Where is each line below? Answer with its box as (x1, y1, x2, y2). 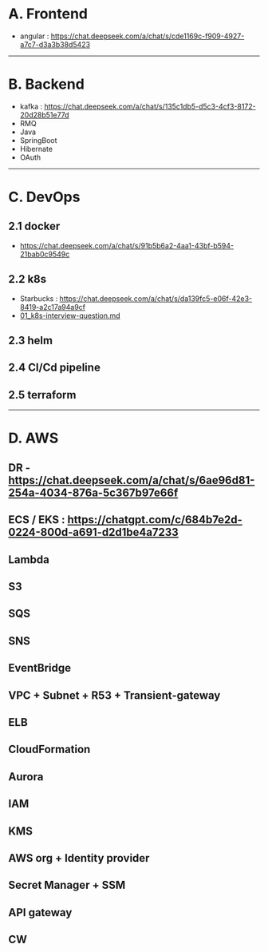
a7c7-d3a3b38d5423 (19, 39, 90, 49)
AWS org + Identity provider (8, 851, 150, 865)
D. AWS (8, 429, 59, 447)
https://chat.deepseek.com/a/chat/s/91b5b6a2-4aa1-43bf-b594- (19, 240, 234, 250)
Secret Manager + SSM (8, 879, 126, 892)
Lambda (8, 553, 49, 566)
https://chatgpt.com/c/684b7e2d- (67, 513, 243, 527)
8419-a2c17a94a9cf (19, 302, 86, 311)
